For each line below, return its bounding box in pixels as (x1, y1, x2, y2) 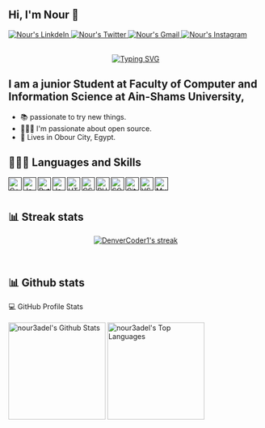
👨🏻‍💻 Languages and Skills (8, 155, 141, 170)
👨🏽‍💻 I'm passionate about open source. (19, 123, 152, 133)
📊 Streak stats (8, 210, 84, 223)
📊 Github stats (8, 276, 85, 290)
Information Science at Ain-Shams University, (8, 90, 245, 104)
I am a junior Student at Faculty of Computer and (8, 78, 258, 91)
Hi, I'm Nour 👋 (8, 8, 79, 22)
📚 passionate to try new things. (19, 112, 127, 121)
